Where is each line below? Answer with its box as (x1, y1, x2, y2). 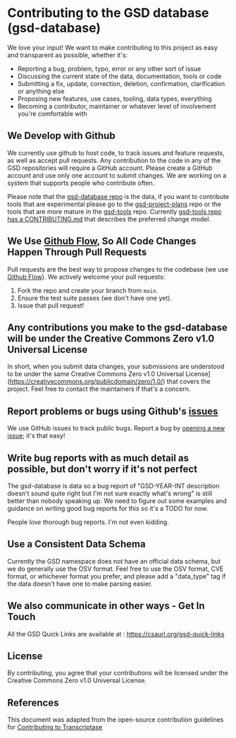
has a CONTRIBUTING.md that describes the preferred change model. (7, 214, 211, 223)
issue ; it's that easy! (7, 432, 66, 440)
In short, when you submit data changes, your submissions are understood (7, 362, 225, 371)
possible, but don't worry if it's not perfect (7, 463, 198, 475)
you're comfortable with (17, 109, 87, 118)
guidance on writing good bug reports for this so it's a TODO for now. (7, 504, 209, 512)
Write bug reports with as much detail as (7, 452, 189, 464)
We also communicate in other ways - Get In (7, 600, 206, 612)
